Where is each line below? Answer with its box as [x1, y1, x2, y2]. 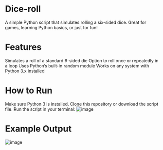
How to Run [5, 85, 53, 96]
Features [5, 42, 42, 53]
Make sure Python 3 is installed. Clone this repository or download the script [5, 101, 159, 107]
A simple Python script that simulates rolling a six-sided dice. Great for [5, 19, 146, 25]
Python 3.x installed [5, 68, 45, 74]
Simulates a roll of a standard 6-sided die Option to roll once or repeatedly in [5, 57, 159, 64]
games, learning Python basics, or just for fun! [5, 24, 98, 30]
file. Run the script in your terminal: [5, 106, 75, 112]
